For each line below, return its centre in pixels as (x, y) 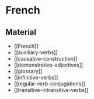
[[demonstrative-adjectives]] (48, 65)
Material (21, 32)
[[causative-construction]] (46, 59)
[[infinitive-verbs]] (36, 77)
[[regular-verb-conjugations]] (49, 84)
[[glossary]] (28, 71)
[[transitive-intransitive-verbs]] (51, 90)
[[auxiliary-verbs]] (36, 52)
